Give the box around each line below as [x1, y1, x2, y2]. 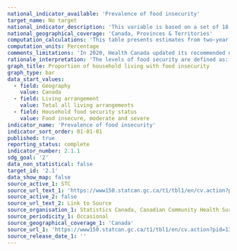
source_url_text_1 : [7, 187, 65, 194]
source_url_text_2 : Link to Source [7, 200, 112, 207]
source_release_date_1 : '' [7, 233, 87, 240]
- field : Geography [13, 82, 71, 89]
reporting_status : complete [7, 141, 90, 148]
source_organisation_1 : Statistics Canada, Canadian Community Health [7, 207, 219, 214]
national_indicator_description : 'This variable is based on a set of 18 [7, 23, 229, 30]
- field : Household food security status [13, 108, 138, 115]
